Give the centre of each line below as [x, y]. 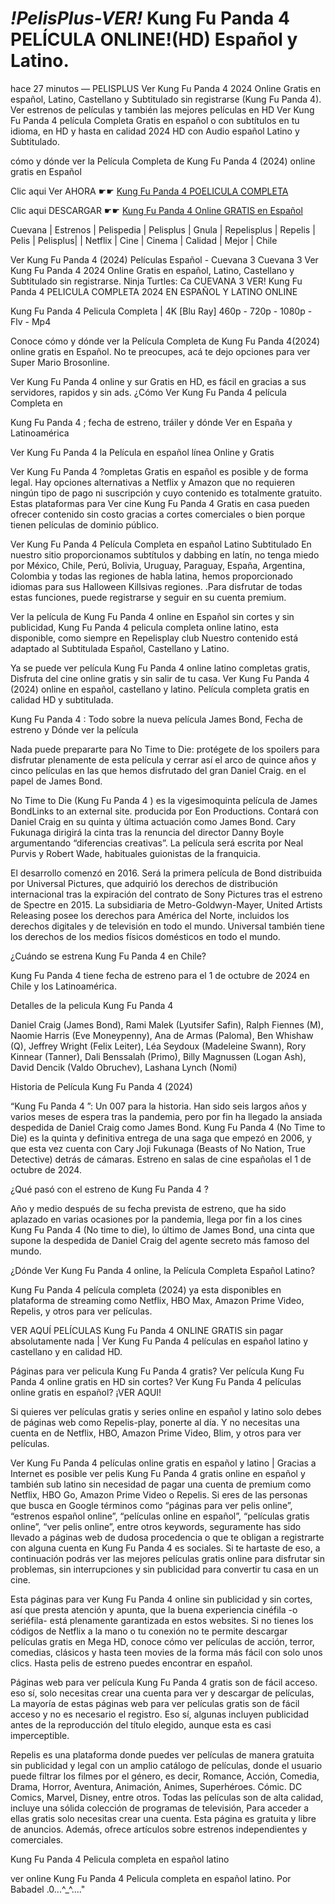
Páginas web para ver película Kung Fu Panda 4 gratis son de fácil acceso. [164, 1682]
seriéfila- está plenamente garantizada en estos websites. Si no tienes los [162, 1620]
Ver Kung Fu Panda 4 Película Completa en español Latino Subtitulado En [161, 544]
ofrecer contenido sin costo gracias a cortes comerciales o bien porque [158, 514]
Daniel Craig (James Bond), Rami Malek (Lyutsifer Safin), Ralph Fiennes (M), [167, 1024]
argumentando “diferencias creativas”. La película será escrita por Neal [157, 843]
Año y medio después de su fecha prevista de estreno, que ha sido [148, 1208]
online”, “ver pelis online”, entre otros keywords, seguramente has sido [156, 1526]
